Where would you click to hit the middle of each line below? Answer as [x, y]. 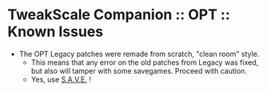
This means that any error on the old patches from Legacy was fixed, [145, 62]
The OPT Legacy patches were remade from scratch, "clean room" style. [139, 54]
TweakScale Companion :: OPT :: [119, 15]
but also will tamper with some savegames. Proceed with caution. [139, 70]
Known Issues [56, 32]
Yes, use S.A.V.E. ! [61, 79]
